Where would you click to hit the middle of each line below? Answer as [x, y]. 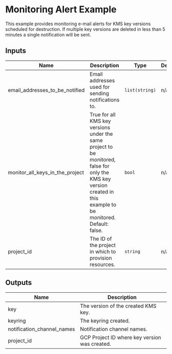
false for [100, 166]
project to [101, 147]
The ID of [101, 239]
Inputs [16, 51]
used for [100, 87]
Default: [99, 224]
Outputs [19, 283]
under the [101, 134]
